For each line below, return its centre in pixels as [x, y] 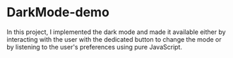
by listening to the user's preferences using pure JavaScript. [95, 47]
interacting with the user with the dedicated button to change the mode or [114, 39]
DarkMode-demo [58, 12]
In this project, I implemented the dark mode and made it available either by [116, 32]
